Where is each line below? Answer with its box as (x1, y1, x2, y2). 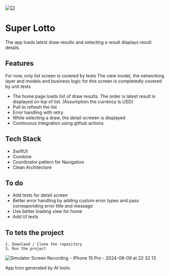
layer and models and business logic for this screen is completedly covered (5, 78, 162, 84)
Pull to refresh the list (12, 104, 57, 110)
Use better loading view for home (12, 208, 82, 214)
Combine (12, 153, 32, 159)
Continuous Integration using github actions (12, 120, 104, 126)
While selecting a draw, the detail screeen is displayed (12, 114, 126, 121)
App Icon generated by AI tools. (5, 265, 72, 271)
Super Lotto (5, 23, 55, 34)
